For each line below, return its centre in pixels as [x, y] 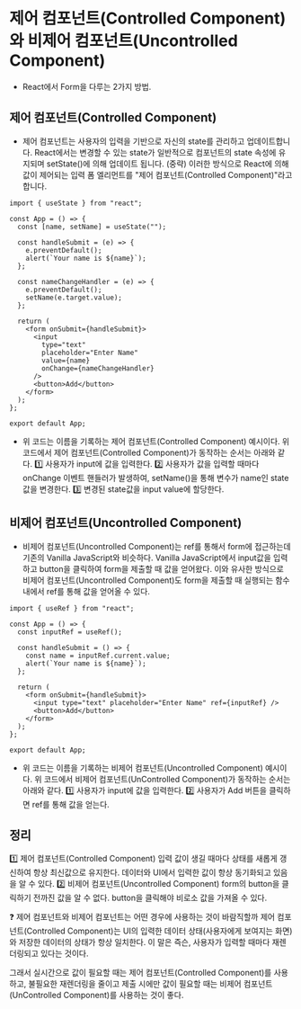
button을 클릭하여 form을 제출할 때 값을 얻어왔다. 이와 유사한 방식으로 [162, 568]
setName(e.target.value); [74, 298]
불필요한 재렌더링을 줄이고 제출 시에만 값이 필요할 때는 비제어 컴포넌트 [150, 984]
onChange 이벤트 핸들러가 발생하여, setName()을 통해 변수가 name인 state [155, 478]
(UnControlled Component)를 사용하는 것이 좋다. [97, 996]
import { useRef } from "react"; [72, 608]
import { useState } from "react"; [76, 203]
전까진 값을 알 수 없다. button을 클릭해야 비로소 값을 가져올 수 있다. [150, 898]
